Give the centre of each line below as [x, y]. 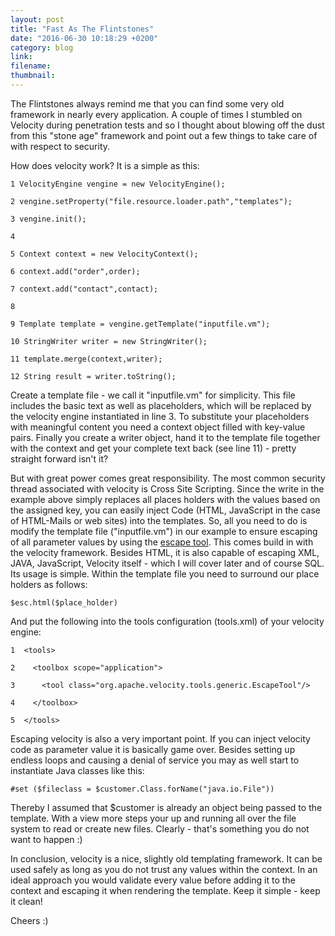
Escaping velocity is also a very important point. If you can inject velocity [160, 738]
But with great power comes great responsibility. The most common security [168, 478]
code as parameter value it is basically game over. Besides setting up [153, 749]
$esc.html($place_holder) [64, 602]
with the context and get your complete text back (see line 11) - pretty [153, 448]
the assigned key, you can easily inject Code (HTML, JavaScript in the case [166, 510]
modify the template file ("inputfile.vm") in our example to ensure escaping [164, 531]
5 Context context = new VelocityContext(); [104, 254]
